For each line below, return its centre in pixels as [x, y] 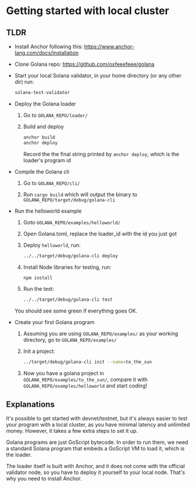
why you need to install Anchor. [44, 478]
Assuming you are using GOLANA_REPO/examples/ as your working [101, 334]
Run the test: [39, 289]
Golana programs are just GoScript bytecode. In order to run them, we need [97, 442]
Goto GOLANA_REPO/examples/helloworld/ [72, 222]
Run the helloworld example [48, 211]
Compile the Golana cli [42, 171]
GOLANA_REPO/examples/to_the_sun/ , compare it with [85, 379]
